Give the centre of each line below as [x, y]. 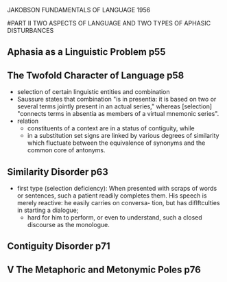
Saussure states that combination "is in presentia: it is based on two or [117, 99]
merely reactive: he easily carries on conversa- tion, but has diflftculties [119, 203]
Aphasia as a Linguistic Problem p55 [86, 52]
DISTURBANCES [31, 31]
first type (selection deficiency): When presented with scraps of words [117, 189]
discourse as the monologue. [68, 225]
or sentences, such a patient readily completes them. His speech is [112, 196]
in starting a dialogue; [48, 210]
